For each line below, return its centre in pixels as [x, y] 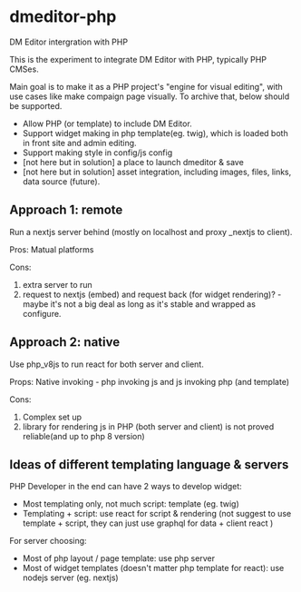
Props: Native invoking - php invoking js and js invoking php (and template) [150, 381]
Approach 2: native [65, 342]
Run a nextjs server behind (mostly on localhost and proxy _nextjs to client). [151, 232]
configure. [42, 313]
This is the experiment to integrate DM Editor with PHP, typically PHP [138, 59]
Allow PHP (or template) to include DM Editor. [107, 123]
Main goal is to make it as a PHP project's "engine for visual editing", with [146, 86]
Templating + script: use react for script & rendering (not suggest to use [157, 514]
